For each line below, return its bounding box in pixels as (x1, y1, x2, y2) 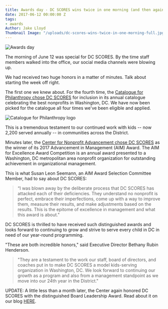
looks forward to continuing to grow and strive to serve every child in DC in (5, 227, 160, 233)
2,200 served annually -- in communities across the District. (5, 130, 129, 135)
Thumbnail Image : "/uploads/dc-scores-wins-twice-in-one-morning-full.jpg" (5, 30, 166, 35)
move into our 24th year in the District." (17, 278, 99, 284)
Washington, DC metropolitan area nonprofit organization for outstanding (5, 155, 156, 161)
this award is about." (17, 212, 60, 218)
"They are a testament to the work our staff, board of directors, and (17, 257, 156, 263)
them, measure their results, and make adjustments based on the (17, 201, 151, 207)
